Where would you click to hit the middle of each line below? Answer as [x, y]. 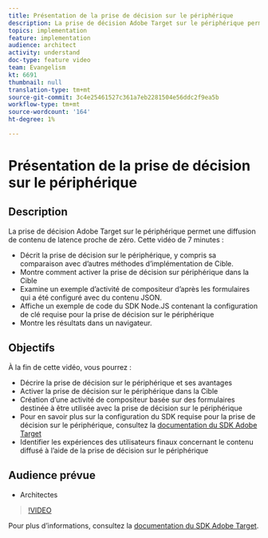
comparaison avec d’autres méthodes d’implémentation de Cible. [126, 263]
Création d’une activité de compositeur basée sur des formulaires [127, 399]
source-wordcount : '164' [49, 112]
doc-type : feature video [49, 61]
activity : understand [44, 53]
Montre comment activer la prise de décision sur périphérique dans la [134, 272]
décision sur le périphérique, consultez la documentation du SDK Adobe [138, 425]
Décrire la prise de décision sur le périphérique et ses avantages [126, 383]
